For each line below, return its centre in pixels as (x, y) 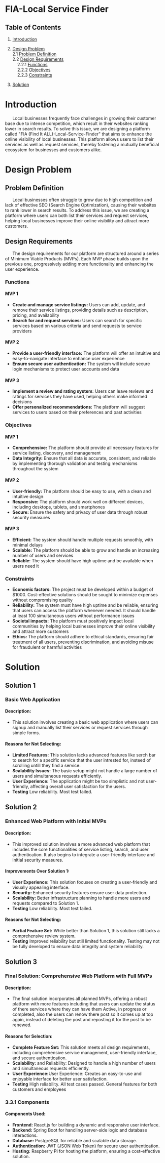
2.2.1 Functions (32, 64)
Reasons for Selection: (29, 1037)
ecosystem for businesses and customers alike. (53, 150)
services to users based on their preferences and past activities (77, 412)
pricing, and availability (36, 315)
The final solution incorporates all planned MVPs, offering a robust (80, 998)
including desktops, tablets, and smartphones (59, 507)
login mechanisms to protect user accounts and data (66, 369)
